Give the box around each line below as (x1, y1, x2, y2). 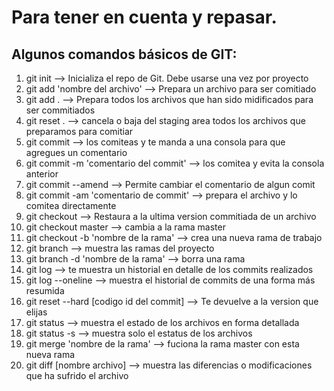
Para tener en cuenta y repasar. (11, 6, 278, 29)
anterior (25, 168, 59, 180)
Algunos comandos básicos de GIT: (11, 46, 238, 63)
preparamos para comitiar (25, 126, 134, 137)
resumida (25, 285, 65, 296)
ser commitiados (25, 104, 96, 116)
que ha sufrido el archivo (25, 370, 129, 381)
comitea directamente (25, 200, 117, 211)
